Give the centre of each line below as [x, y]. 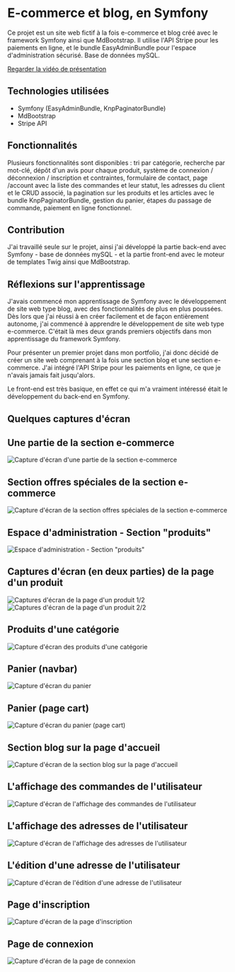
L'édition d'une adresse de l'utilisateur [94, 865]
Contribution [36, 230]
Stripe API [32, 123]
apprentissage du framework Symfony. [64, 339]
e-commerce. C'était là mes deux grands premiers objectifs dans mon [109, 331]
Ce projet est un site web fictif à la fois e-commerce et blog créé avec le [113, 33]
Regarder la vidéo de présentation [57, 69]
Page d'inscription [49, 904]
